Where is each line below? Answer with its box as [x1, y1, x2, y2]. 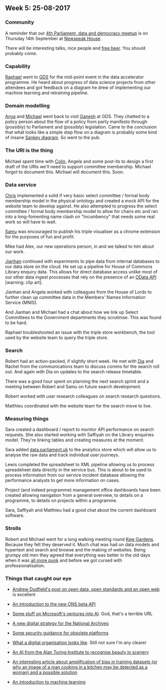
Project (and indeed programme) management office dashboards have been [5, 487, 161, 493]
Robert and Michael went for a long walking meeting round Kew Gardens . [5, 536, 155, 542]
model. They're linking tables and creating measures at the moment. [5, 437, 145, 443]
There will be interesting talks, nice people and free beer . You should [5, 45, 146, 51]
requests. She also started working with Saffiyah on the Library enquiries [5, 432, 154, 438]
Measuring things [5, 415, 49, 422]
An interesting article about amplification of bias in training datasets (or [12, 659, 158, 665]
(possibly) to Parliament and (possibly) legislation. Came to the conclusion [5, 124, 157, 130]
